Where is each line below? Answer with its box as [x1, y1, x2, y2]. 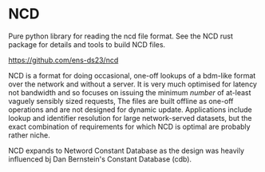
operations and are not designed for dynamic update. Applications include [8, 105, 253, 114]
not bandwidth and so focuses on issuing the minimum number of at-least [8, 87, 251, 97]
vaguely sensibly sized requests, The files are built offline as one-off [8, 96, 234, 106]
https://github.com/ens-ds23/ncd [8, 55, 119, 65]
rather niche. [8, 130, 50, 140]
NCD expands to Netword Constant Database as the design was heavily [8, 146, 245, 155]
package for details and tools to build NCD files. [8, 39, 166, 49]
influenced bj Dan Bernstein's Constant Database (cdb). [8, 154, 192, 164]
